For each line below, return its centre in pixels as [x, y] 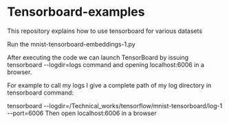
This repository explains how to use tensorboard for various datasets [105, 31]
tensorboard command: [41, 92]
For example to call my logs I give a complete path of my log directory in [109, 85]
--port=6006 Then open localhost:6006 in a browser [82, 113]
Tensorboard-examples [76, 12]
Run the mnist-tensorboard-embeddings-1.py [71, 44]
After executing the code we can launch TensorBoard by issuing [98, 57]
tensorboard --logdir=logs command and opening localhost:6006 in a [106, 64]
